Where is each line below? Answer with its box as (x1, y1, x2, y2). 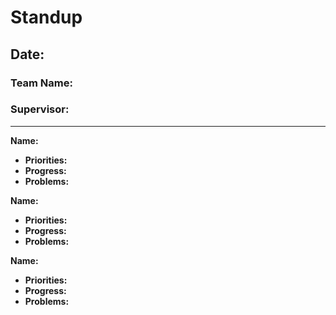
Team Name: (10, 76, 73, 90)
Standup (10, 6, 83, 29)
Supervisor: (10, 102, 70, 116)
